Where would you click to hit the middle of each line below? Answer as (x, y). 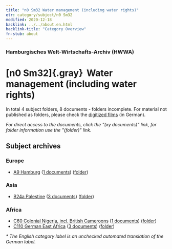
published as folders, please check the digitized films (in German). (76, 114)
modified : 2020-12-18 (29, 20)
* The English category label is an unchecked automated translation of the (85, 236)
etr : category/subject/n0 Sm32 (39, 15)
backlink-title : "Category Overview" (46, 29)
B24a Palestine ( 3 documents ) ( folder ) (53, 196)
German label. (21, 242)
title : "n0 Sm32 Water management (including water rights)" (72, 10)
